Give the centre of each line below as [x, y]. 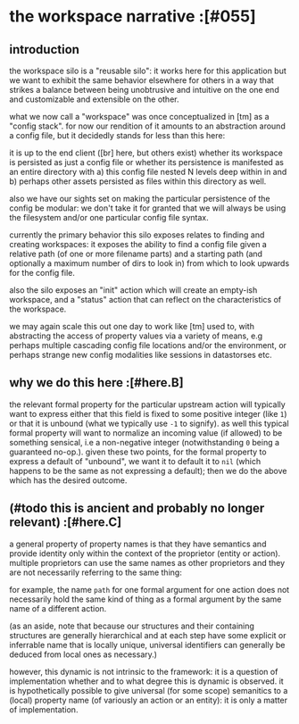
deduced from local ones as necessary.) [83, 654]
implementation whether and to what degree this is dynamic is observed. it [146, 681]
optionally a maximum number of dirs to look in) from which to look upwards [149, 263]
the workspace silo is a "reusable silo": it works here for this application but [148, 71]
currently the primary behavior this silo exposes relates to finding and [137, 235]
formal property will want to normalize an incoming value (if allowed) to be [146, 433]
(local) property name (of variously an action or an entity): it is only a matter [149, 700]
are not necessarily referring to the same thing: [96, 572]
